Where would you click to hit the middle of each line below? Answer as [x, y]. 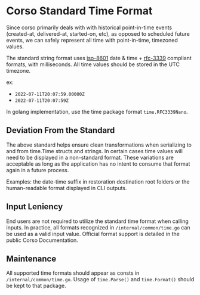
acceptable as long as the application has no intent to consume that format [98, 164]
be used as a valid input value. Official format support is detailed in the [93, 234]
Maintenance [31, 258]
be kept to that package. [36, 286]
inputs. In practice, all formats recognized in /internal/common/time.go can [98, 227]
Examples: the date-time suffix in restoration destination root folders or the [98, 181]
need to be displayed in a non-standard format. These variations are [90, 157]
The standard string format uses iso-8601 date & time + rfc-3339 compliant [99, 58]
